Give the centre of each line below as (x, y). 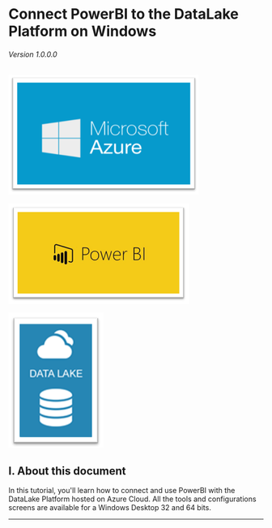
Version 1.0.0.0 (33, 54)
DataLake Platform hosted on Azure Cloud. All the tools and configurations (132, 499)
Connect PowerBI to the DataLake (123, 14)
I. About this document (67, 471)
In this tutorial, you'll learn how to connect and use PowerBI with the (122, 491)
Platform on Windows (83, 31)
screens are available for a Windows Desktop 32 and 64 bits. (110, 508)
